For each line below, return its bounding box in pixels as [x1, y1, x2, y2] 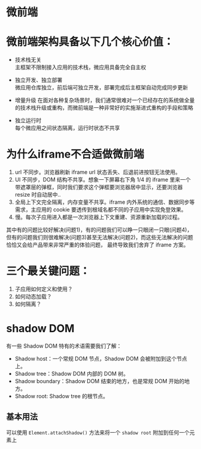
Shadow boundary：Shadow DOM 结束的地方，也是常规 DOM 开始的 [14, 377, 185, 384]
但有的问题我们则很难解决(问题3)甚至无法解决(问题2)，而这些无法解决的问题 [6, 234, 193, 241]
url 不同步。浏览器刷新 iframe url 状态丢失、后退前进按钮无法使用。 [14, 168, 181, 176]
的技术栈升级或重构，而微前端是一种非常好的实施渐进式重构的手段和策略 [14, 104, 193, 112]
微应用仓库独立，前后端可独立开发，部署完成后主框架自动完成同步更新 [14, 84, 188, 91]
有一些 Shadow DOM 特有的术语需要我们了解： [6, 342, 122, 349]
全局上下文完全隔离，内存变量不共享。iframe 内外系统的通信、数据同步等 [14, 198, 195, 206]
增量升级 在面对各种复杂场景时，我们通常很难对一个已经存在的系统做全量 [14, 97, 195, 104]
